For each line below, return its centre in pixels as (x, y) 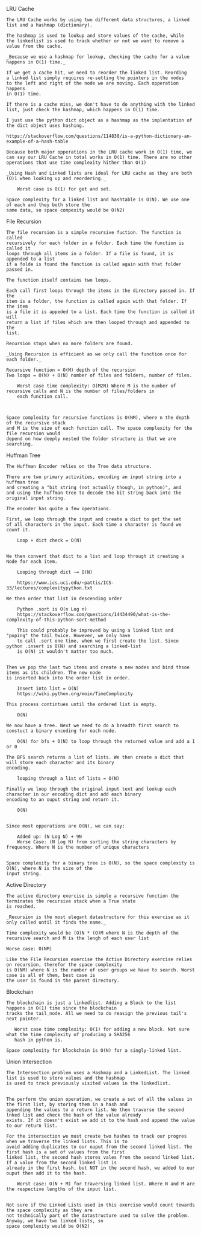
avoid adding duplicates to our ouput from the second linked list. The (99, 1147)
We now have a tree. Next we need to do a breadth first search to (93, 725)
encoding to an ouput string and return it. (63, 800)
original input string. (36, 498)
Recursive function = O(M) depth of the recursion (71, 370)
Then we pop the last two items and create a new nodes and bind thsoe (98, 667)
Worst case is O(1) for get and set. (64, 189)
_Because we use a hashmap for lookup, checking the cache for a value (98, 57)
